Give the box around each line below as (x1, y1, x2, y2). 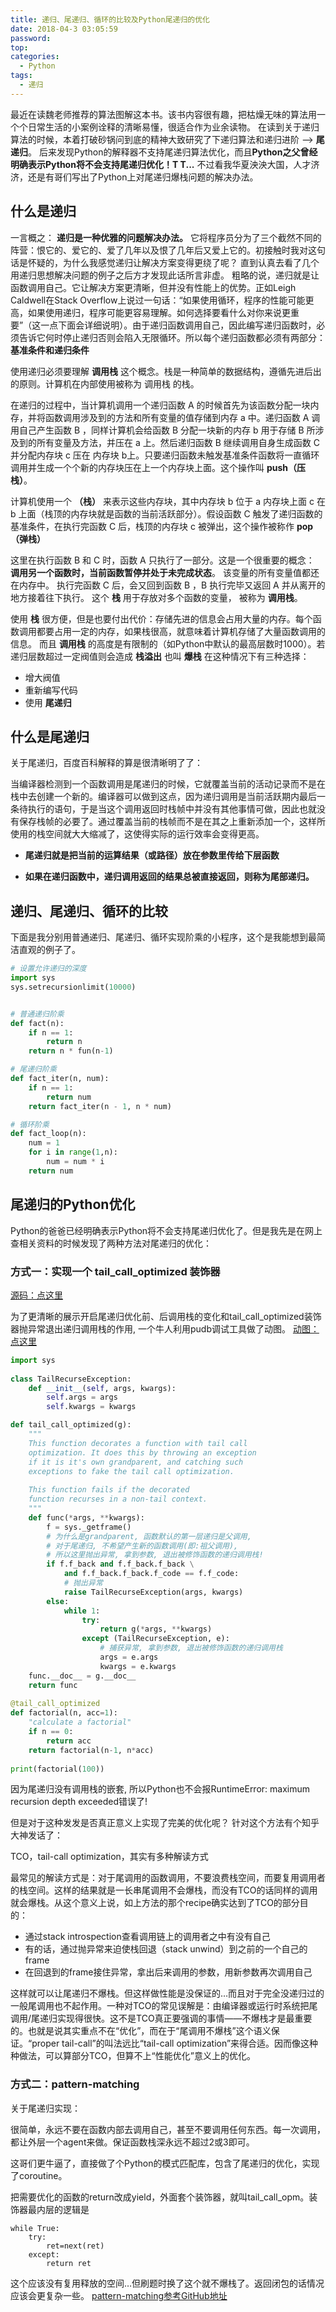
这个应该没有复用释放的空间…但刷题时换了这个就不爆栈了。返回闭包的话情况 (10, 2277, 325, 2289)
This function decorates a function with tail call (28, 1438, 248, 1448)
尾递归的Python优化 (10, 1196, 136, 1213)
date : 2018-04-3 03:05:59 (10, 24, 118, 34)
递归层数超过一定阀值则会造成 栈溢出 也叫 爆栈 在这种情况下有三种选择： (10, 650, 310, 662)
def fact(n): (10, 1018, 65, 1028)
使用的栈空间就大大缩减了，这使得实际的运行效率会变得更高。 (10, 828, 265, 840)
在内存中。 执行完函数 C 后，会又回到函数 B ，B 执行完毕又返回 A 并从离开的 (10, 579, 326, 591)
